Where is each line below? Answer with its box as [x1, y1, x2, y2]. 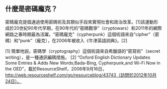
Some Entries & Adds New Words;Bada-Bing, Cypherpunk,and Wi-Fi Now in [5, 60, 161, 66]
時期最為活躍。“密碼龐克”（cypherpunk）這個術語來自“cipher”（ [22, 31, 155, 37]
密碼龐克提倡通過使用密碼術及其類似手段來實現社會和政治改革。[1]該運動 [5, 19, 154, 25]
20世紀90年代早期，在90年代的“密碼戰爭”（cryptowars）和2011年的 [13, 25, 153, 31]
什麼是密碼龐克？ [5, 4, 58, 13]
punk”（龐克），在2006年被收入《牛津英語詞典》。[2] [20, 37, 128, 43]
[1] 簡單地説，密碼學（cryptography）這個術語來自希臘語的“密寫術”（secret [5, 48, 161, 54]
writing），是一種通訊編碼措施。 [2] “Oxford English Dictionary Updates [5, 54, 151, 60]
